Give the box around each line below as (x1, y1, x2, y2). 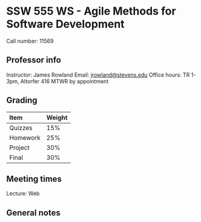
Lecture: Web (6, 190, 40, 197)
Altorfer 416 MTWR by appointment (20, 77, 109, 85)
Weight (46, 113, 68, 122)
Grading (6, 95, 38, 106)
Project (9, 143, 30, 151)
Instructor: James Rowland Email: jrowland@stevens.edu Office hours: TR (6, 71, 190, 78)
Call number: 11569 (6, 37, 54, 44)
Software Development (6, 17, 125, 31)
